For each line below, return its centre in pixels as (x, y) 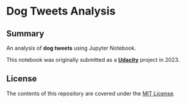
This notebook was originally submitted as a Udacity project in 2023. (93, 60)
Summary (25, 34)
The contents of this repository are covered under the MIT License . (91, 93)
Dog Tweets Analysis (61, 11)
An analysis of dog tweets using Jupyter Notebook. (71, 48)
